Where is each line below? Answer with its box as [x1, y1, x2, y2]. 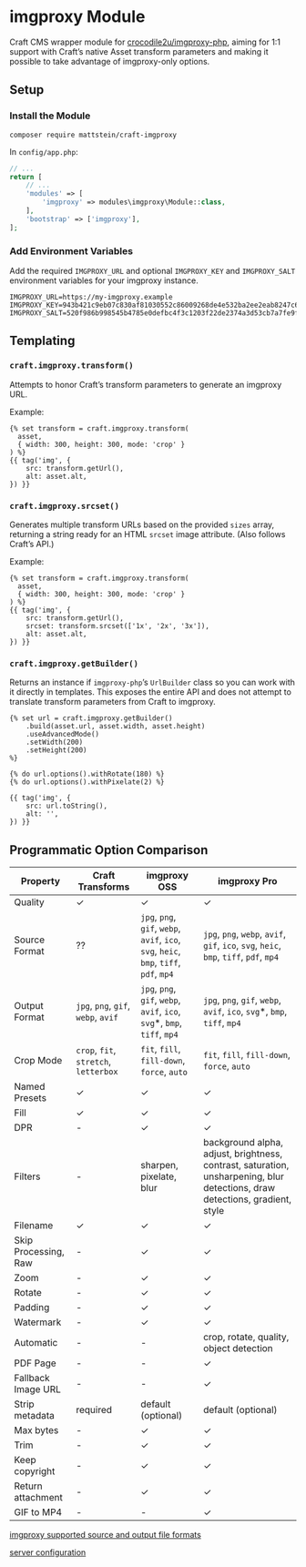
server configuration [9, 1547, 87, 1558]
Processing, [14, 1246, 66, 1258]
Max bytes [14, 1424, 59, 1437]
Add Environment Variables [9, 244, 134, 257]
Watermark [14, 1316, 62, 1328]
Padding [14, 1301, 50, 1314]
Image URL [14, 1383, 61, 1396]
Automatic [14, 1337, 58, 1349]
